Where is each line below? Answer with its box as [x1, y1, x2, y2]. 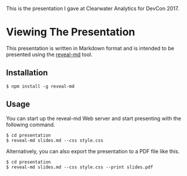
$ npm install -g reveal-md [6, 83, 75, 89]
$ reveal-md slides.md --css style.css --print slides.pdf [6, 164, 154, 170]
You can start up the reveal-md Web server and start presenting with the [6, 115, 182, 122]
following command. [6, 121, 56, 128]
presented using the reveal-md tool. [6, 51, 93, 58]
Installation [6, 68, 48, 78]
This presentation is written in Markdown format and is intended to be [6, 44, 175, 51]
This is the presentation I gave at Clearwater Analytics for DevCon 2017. [6, 5, 179, 12]
